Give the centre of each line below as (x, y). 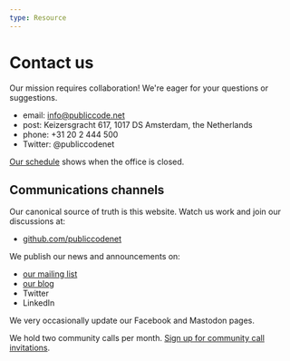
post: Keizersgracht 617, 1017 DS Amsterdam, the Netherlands (137, 124)
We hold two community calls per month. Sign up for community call (137, 338)
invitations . (30, 348)
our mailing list (50, 274)
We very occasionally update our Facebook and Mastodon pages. (132, 321)
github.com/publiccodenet (72, 239)
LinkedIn (39, 303)
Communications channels (87, 190)
